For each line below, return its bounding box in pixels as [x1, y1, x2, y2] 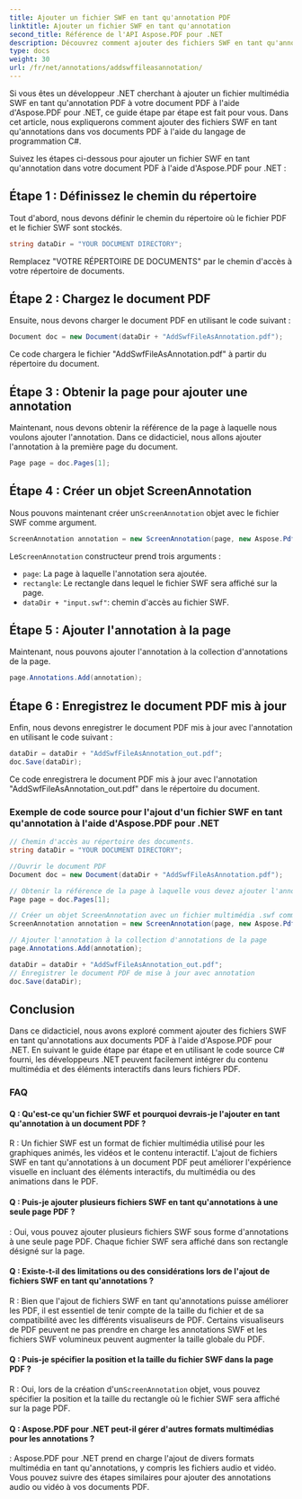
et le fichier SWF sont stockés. [9, 222, 123, 233]
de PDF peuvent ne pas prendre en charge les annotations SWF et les [9, 1324, 268, 1335]
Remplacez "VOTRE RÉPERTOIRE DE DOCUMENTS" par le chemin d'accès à [9, 255, 292, 266]
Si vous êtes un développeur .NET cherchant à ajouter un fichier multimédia [9, 87, 289, 99]
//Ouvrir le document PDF [9, 862, 106, 871]
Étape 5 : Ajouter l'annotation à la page [9, 623, 232, 638]
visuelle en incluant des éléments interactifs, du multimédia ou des [9, 1166, 256, 1177]
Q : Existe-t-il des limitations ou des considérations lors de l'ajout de [9, 1266, 271, 1277]
